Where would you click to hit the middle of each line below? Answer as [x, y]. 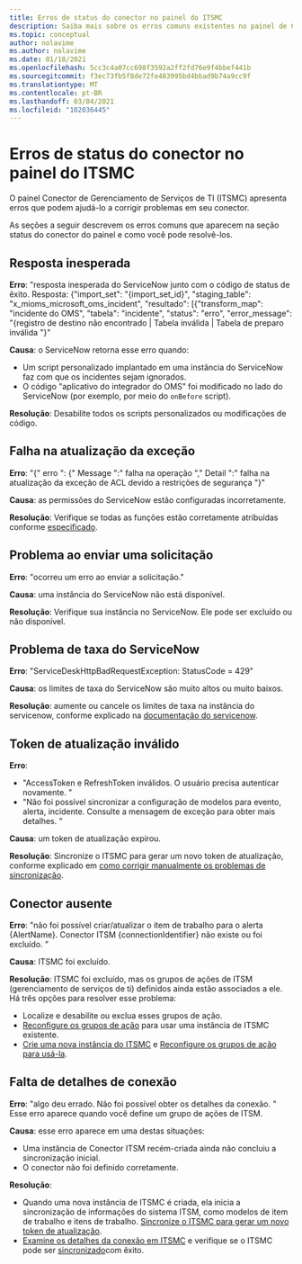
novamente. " [47, 793]
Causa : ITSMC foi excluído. [60, 962]
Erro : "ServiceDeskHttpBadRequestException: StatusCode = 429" [132, 671]
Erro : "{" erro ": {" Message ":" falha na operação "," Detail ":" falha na [139, 472]
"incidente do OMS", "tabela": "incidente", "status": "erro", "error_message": [151, 313]
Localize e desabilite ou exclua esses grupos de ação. [122, 1016]
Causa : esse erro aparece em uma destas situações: [107, 1131]
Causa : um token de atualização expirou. [85, 838]
